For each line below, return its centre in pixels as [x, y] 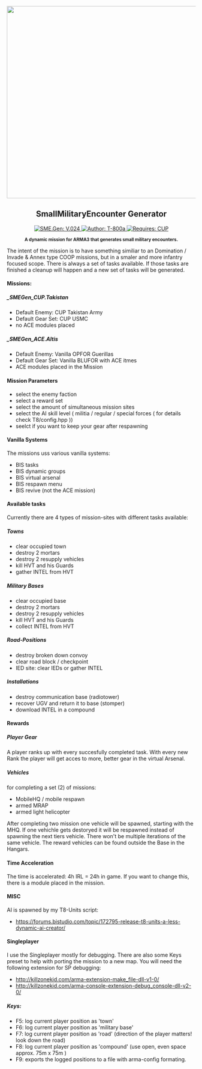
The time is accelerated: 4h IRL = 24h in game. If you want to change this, [98, 876]
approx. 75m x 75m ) [41, 1053]
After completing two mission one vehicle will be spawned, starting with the [100, 824]
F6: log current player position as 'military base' [74, 1027]
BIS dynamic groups [40, 471]
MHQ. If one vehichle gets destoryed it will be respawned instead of [91, 830]
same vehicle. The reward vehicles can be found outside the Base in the [96, 843]
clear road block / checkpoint [52, 662]
